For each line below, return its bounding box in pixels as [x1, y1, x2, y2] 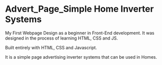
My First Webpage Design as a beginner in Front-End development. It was [5, 30, 155, 36]
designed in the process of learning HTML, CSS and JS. [5, 35, 118, 41]
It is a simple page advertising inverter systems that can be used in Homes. [5, 54, 157, 60]
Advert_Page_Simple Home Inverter [5, 3, 154, 15]
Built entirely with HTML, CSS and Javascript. [5, 44, 97, 50]
